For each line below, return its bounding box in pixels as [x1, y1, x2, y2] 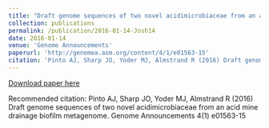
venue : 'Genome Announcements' [8, 42, 113, 50]
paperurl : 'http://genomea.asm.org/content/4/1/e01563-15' [8, 49, 210, 57]
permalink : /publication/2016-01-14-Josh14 [8, 26, 156, 34]
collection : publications [8, 19, 94, 27]
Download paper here [8, 78, 80, 88]
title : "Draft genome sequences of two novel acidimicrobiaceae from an [8, 11, 256, 20]
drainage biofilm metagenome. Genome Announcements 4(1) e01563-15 [8, 110, 247, 120]
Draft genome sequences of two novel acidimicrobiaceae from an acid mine [8, 102, 259, 112]
